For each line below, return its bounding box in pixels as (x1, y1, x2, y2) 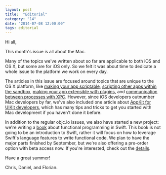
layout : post (5, 7, 32, 12)
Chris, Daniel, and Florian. (5, 165, 58, 171)
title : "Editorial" (5, 12, 48, 17)
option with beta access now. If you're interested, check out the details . (5, 145, 151, 151)
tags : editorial (5, 26, 39, 31)
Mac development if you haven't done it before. (5, 109, 102, 116)
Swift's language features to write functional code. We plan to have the (5, 135, 150, 141)
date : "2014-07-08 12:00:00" (5, 21, 65, 26)
